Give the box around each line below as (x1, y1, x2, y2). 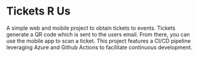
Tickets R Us (6, 4, 71, 18)
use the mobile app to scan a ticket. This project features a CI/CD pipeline (6, 37, 191, 44)
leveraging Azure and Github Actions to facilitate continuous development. (6, 44, 193, 51)
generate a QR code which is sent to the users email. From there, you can (6, 30, 190, 38)
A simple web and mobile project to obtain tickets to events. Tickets (6, 24, 176, 32)
